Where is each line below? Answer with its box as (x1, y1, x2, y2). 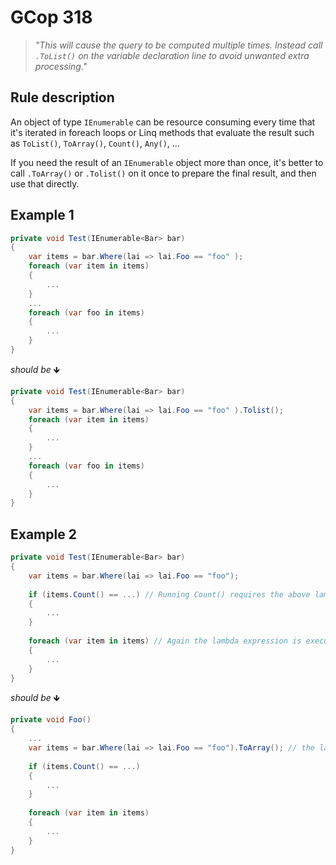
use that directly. (10, 177, 80, 190)
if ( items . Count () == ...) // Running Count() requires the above (28, 589, 311, 600)
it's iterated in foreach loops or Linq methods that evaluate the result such (10, 126, 315, 138)
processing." (34, 60, 88, 72)
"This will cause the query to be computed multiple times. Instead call (34, 39, 323, 51)
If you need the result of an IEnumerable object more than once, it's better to (10, 156, 324, 168)
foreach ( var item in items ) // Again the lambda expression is (28, 636, 302, 646)
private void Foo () (10, 715, 92, 725)
